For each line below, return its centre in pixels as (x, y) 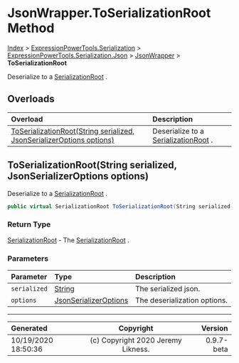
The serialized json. (168, 289)
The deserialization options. (181, 300)
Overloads (31, 99)
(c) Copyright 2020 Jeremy (136, 340)
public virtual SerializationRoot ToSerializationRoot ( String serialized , (121, 206)
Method (31, 28)
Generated (29, 328)
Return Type (29, 224)
